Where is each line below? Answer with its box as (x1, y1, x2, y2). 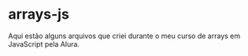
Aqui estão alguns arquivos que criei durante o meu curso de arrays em (8, 31, 241, 40)
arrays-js (8, 5, 69, 23)
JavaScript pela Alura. (8, 39, 80, 48)
